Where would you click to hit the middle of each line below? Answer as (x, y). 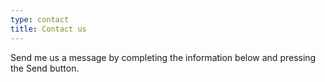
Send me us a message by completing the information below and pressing (163, 57)
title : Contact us (48, 29)
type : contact (40, 19)
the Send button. (45, 68)
